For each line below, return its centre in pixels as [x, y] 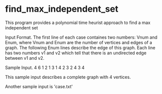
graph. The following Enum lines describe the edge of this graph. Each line [80, 47]
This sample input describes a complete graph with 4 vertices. [68, 77]
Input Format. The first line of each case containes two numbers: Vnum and [81, 37]
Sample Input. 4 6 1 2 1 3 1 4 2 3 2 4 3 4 [45, 68]
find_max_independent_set [62, 9]
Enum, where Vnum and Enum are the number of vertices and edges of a [79, 42]
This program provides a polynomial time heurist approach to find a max [78, 23]
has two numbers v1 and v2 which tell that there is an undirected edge [76, 53]
